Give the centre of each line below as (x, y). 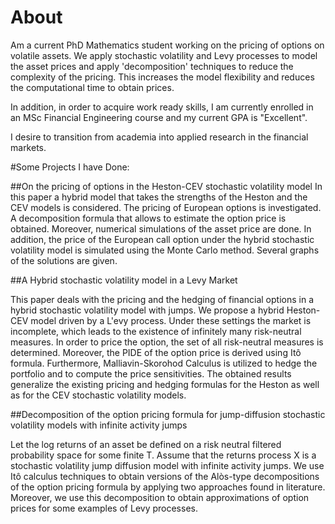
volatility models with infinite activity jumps (99, 425)
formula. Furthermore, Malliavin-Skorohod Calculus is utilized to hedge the (164, 363)
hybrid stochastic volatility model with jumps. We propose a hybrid (147, 310)
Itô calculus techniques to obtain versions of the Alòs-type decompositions (165, 476)
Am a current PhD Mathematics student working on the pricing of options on (167, 45)
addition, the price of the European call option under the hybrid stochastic (162, 239)
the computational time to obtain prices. (92, 87)
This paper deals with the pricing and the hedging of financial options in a (162, 299)
